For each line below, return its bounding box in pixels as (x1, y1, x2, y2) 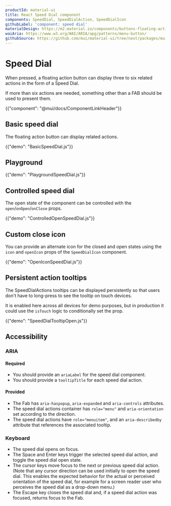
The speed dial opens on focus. (12, 446, 79, 452)
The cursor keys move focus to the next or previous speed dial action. (12, 462, 160, 468)
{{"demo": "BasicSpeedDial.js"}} (5, 143, 73, 149)
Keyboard (5, 434, 31, 441)
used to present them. (5, 95, 52, 101)
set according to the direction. (12, 411, 76, 417)
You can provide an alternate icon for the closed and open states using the (5, 244, 162, 250)
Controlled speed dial (5, 187, 75, 195)
